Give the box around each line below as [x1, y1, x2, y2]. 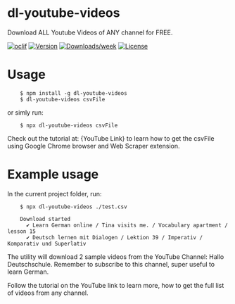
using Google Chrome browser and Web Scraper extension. [7, 141, 181, 150]
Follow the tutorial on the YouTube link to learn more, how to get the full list [7, 281, 224, 289]
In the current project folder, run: [7, 189, 102, 198]
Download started [20, 215, 71, 222]
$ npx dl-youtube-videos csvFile [20, 122, 118, 129]
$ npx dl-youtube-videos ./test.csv [20, 203, 128, 210]
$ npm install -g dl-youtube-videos [20, 89, 128, 96]
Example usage [7, 167, 99, 182]
